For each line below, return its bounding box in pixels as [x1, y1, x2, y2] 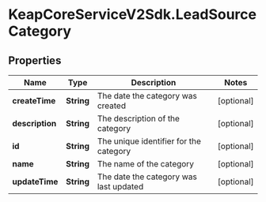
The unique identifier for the [97, 136, 202, 147]
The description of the [97, 113, 180, 124]
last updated [97, 181, 144, 192]
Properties [8, 54, 62, 67]
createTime [12, 95, 56, 106]
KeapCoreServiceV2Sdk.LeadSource [8, 6, 257, 24]
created [97, 100, 127, 111]
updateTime [12, 176, 59, 187]
